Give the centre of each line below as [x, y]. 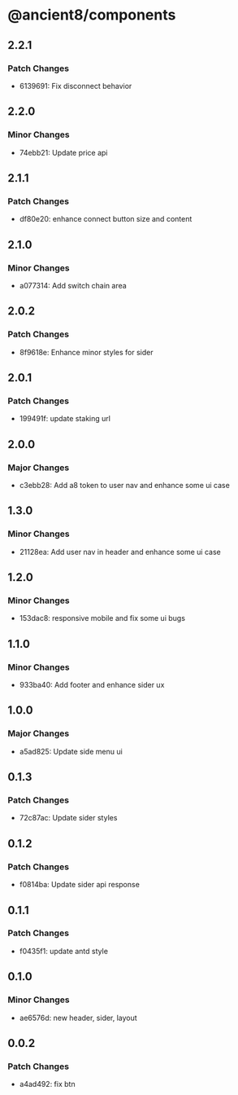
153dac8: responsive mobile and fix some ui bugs [102, 618]
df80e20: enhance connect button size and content [106, 219]
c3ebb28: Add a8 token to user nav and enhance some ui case [125, 485]
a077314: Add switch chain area [73, 285]
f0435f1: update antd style [64, 951]
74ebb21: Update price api [63, 152]
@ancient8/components [92, 15]
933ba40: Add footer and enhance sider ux [92, 685]
